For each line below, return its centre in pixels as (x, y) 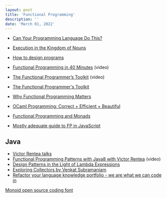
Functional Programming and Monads (51, 116)
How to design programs (38, 58)
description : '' (22, 19)
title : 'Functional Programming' (40, 15)
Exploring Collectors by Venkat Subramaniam (59, 170)
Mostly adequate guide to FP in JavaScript (56, 126)
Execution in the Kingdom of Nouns (49, 48)
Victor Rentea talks (32, 154)
